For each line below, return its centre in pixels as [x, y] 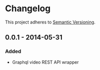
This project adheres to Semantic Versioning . [50, 22]
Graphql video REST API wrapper [45, 62]
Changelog [28, 9]
